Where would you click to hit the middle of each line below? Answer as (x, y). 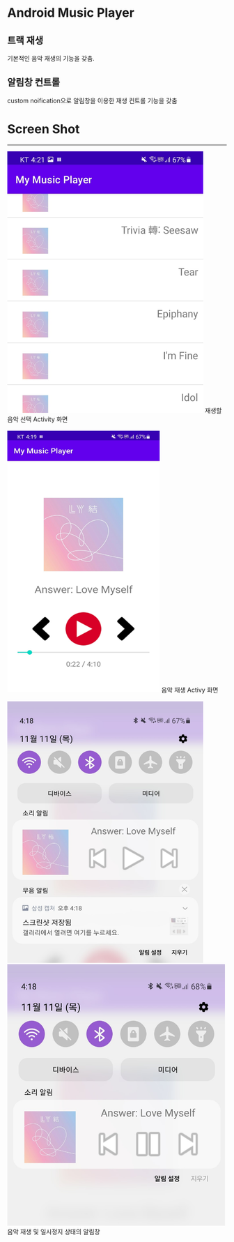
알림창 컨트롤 (34, 83)
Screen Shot (44, 129)
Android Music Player (71, 13)
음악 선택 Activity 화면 (38, 419)
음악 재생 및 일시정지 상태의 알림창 (54, 1232)
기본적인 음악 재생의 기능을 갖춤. (51, 58)
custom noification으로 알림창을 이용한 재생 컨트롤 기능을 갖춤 (92, 100)
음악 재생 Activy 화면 (190, 690)
